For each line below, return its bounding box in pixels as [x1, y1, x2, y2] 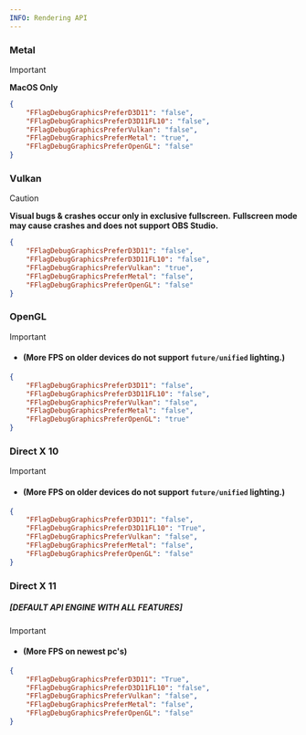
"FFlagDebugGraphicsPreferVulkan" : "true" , [26, 263, 195, 272]
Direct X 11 [9, 579, 57, 592]
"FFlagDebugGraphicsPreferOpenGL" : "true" [26, 415, 190, 425]
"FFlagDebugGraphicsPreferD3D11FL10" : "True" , [26, 524, 206, 533]
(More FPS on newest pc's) [22, 646, 128, 657]
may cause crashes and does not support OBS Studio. [9, 220, 219, 231]
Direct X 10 [9, 445, 59, 457]
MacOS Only [9, 81, 58, 92]
